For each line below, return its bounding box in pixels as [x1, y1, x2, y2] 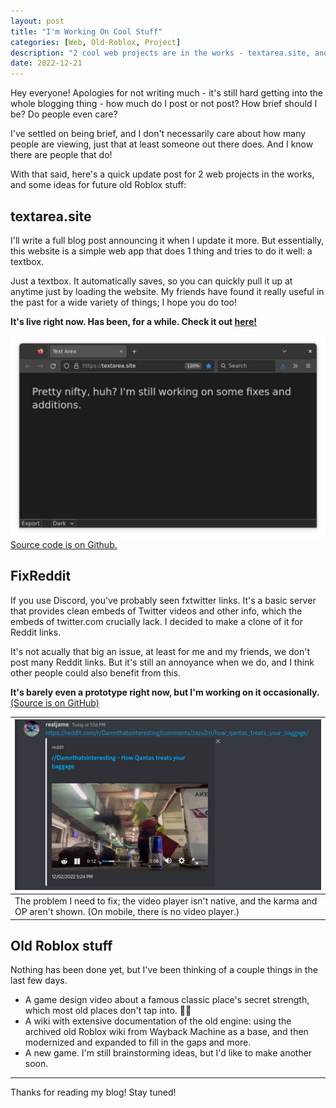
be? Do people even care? [10, 108, 118, 120]
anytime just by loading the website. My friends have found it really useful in [10, 285, 325, 297]
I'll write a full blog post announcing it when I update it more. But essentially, [10, 234, 325, 246]
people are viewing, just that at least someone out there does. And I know [10, 138, 314, 150]
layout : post [10, 16, 65, 26]
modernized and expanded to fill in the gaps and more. [24, 1036, 252, 1049]
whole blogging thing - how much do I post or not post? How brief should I [10, 98, 318, 110]
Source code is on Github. [10, 538, 118, 550]
